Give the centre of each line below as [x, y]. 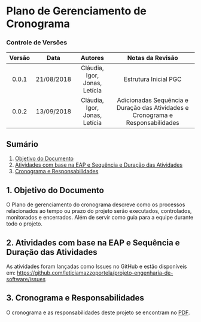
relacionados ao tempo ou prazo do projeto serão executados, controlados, [99, 211]
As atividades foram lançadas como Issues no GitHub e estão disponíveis [97, 266]
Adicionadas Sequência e [153, 100]
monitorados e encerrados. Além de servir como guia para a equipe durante [100, 218]
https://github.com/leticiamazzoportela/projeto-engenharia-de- [95, 273]
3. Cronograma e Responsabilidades [75, 298]
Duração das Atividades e [153, 108]
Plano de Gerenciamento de [76, 11]
